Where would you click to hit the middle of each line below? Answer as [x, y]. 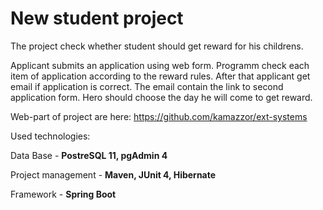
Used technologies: [50, 136]
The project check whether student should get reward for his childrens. [157, 46]
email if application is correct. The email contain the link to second [147, 86]
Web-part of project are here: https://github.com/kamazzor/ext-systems [159, 116]
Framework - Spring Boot [63, 194]
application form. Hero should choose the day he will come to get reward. [161, 97]
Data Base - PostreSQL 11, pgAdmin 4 [89, 155]
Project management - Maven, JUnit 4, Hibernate [113, 174]
